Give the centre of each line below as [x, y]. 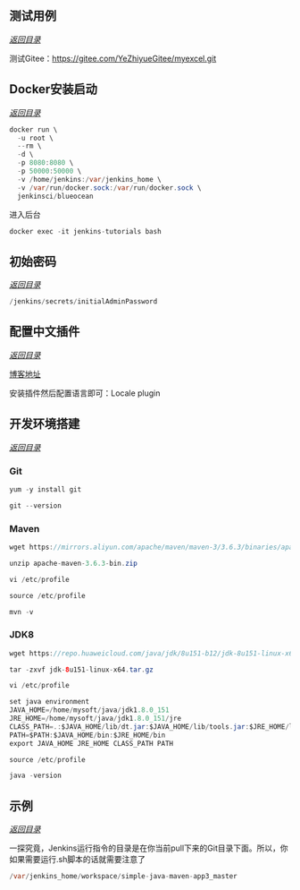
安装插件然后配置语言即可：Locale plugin [85, 393]
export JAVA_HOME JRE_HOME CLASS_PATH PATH [92, 743]
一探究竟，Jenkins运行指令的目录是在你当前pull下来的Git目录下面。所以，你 [149, 848]
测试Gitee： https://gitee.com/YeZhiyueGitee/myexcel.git [113, 58]
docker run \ [33, 129]
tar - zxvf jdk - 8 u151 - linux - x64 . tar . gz [81, 670]
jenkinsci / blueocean [55, 196]
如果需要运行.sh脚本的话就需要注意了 [77, 860]
